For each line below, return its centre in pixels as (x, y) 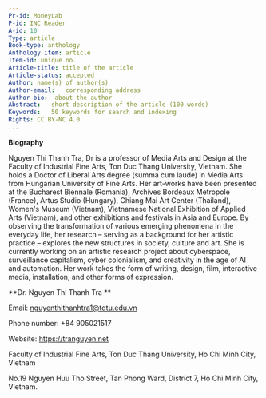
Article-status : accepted (51, 75)
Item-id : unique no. (43, 61)
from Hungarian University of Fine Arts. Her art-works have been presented (133, 183)
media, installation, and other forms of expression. (91, 277)
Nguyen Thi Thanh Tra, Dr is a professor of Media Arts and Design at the (128, 157)
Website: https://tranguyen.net (59, 338)
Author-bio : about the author (60, 98)
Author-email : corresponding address (75, 90)
